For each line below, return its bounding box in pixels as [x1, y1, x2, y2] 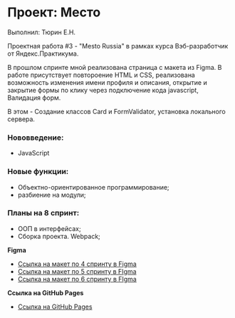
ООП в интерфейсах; [17, 224, 81, 232]
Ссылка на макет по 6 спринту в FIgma [17, 275, 137, 283]
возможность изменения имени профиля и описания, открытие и [7, 78, 208, 86]
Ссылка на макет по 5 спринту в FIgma [17, 267, 137, 275]
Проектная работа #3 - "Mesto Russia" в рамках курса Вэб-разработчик [7, 41, 229, 50]
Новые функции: [7, 167, 69, 177]
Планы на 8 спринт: [7, 208, 80, 218]
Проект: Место [7, 4, 101, 21]
